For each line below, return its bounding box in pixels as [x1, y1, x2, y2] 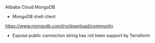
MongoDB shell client [12, 14, 56, 19]
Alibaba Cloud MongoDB [5, 4, 55, 10]
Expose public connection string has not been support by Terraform [12, 33, 150, 38]
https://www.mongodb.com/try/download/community [5, 23, 114, 29]
